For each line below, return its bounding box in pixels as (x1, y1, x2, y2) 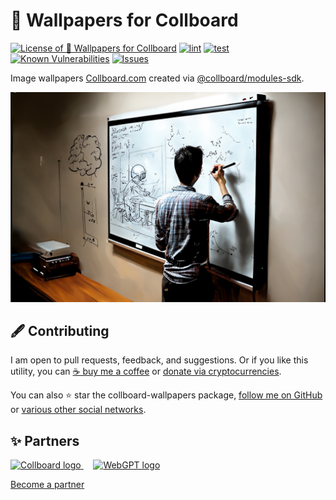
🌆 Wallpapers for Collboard (10, 9, 239, 32)
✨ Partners (10, 432, 80, 449)
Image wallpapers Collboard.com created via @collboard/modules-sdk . (10, 72, 305, 84)
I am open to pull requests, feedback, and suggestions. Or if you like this (10, 354, 309, 366)
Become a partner (10, 479, 85, 491)
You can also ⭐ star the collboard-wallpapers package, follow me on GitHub (10, 389, 323, 401)
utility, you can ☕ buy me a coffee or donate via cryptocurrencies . (10, 365, 282, 378)
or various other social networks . (10, 404, 147, 416)
